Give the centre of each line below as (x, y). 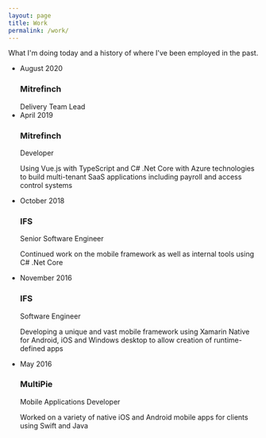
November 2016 (46, 278)
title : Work (28, 23)
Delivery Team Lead (52, 106)
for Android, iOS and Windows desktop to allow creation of (116, 340)
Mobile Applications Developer (70, 401)
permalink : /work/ (39, 30)
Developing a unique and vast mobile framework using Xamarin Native (135, 331)
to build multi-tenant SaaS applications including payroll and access (131, 177)
